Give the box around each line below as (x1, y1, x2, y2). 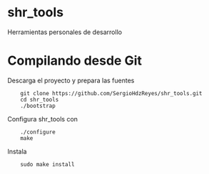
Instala (7, 147, 27, 156)
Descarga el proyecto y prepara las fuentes (7, 76, 135, 85)
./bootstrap (20, 102, 56, 109)
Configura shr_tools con (7, 114, 78, 123)
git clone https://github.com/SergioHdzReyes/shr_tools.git (20, 89, 203, 97)
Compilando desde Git (7, 53, 143, 69)
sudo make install (20, 161, 75, 168)
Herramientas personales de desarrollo (7, 28, 123, 36)
